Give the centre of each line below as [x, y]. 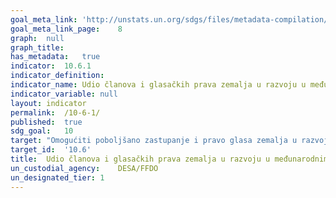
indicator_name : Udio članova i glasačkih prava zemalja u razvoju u [158, 85]
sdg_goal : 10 [42, 131]
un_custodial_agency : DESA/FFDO [84, 168]
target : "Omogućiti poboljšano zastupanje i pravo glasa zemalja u [154, 141]
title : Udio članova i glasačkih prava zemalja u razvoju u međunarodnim [169, 159]
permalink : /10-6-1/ [55, 112]
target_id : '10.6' [51, 150]
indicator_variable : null [64, 94]
